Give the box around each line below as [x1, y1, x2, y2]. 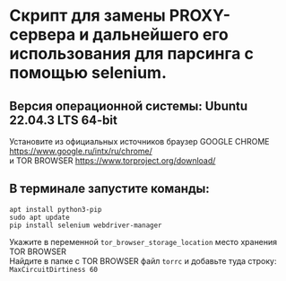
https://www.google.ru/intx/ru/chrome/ [9, 145, 152, 156]
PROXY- [169, 5, 231, 26]
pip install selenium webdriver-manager [9, 221, 163, 230]
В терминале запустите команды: [9, 181, 210, 197]
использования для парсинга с [9, 44, 254, 64]
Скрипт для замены [9, 5, 166, 26]
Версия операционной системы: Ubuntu [9, 98, 248, 113]
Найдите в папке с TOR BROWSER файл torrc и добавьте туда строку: [9, 255, 277, 266]
